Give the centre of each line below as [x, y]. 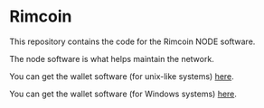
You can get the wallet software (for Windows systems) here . [123, 94]
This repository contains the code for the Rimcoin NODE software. [132, 41]
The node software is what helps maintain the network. [112, 58]
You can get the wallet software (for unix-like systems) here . [122, 76]
